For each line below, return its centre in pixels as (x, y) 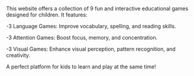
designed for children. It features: (47, 15)
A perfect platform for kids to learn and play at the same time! (81, 67)
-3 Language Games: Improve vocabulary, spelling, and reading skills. (91, 26)
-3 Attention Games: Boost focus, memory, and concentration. (82, 37)
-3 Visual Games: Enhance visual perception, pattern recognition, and (91, 49)
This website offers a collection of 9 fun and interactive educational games (97, 9)
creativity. (18, 55)
